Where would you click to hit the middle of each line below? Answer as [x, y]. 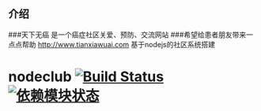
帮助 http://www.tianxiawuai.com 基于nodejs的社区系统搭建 [119, 44]
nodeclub [40, 76]
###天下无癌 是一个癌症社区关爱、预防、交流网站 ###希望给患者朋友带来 [127, 35]
